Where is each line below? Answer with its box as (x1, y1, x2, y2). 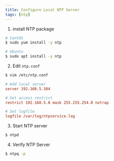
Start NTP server (12, 123, 48, 129)
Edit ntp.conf (12, 63, 40, 69)
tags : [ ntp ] (5, 12, 30, 17)
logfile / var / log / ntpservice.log (5, 114, 75, 119)
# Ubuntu (5, 49, 24, 54)
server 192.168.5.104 (5, 86, 51, 91)
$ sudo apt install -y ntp (5, 54, 62, 59)
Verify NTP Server (12, 141, 50, 147)
